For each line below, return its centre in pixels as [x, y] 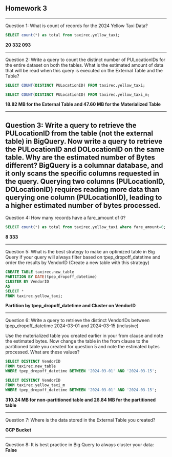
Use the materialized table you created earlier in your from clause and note [84, 336]
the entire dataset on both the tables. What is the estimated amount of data [84, 65]
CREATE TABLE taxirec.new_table [40, 272]
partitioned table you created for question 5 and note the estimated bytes [82, 347]
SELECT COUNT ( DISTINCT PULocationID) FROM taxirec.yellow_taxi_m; [78, 94]
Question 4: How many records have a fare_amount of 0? [66, 218]
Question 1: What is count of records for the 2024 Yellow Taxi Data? [77, 26]
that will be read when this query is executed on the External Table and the [84, 70]
